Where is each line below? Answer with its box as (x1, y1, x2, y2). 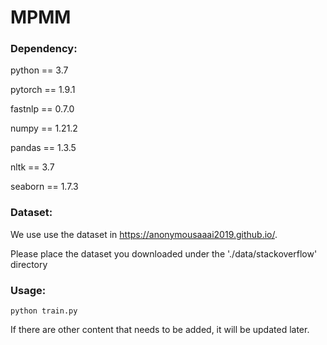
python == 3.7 (10, 64, 69, 76)
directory (10, 258, 48, 270)
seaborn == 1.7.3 (10, 181, 79, 193)
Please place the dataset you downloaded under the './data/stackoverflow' (10, 247, 318, 260)
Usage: (10, 283, 47, 297)
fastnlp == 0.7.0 (10, 103, 75, 115)
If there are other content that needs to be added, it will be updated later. (10, 324, 310, 336)
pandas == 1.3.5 (10, 142, 77, 154)
